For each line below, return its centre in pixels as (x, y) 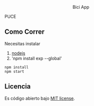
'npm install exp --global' (37, 58)
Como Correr (24, 32)
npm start (15, 71)
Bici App (81, 7)
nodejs (18, 53)
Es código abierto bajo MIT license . (40, 98)
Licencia (18, 87)
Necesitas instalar (23, 43)
